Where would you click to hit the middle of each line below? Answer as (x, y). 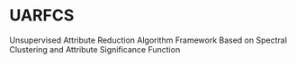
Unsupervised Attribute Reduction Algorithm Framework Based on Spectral (148, 40)
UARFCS (42, 16)
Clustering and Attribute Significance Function (95, 49)
